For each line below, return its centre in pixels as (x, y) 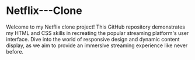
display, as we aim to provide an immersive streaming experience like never (97, 45)
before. (15, 51)
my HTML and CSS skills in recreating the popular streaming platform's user (97, 33)
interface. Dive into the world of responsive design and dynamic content (93, 39)
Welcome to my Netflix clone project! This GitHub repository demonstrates (96, 27)
